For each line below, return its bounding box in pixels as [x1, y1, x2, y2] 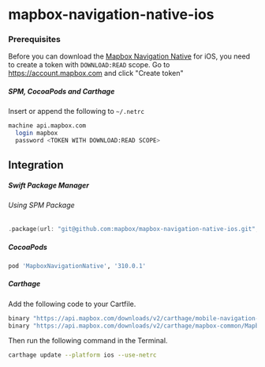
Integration [8, 158, 65, 172]
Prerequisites [8, 34, 61, 45]
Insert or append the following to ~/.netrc [8, 107, 144, 116]
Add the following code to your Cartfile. [8, 299, 136, 308]
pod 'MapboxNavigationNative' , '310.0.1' [8, 262, 147, 270]
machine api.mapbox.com [8, 122, 87, 130]
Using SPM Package [8, 200, 75, 210]
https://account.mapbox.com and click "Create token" [8, 69, 184, 78]
